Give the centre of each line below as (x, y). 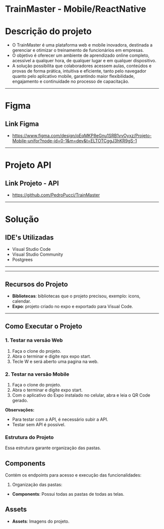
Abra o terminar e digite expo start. (47, 390)
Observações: (20, 409)
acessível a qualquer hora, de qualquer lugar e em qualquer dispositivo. (84, 61)
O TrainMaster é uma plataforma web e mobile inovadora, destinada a (82, 45)
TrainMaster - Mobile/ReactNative (76, 9)
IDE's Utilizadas (30, 237)
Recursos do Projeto (37, 284)
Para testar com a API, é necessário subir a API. (60, 419)
